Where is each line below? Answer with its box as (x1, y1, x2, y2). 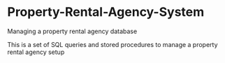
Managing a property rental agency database (7, 27, 138, 35)
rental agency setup (7, 48, 65, 56)
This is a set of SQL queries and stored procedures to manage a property (7, 40, 218, 48)
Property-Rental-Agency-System (7, 4, 205, 20)
